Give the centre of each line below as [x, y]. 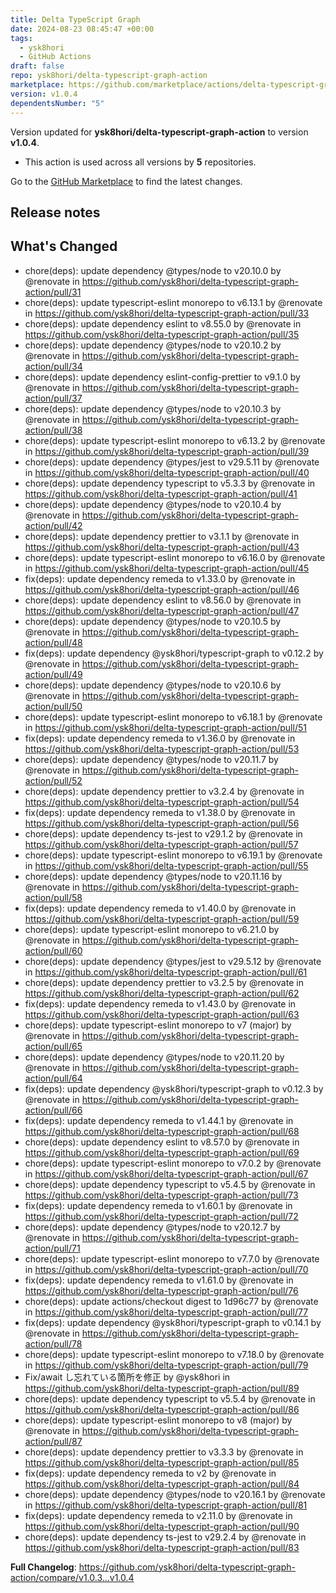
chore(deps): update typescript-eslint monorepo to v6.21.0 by [152, 929]
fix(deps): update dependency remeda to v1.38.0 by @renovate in [160, 812]
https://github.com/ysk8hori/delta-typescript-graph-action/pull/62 [162, 993]
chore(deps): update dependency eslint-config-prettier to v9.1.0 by [162, 377]
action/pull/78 [53, 1343]
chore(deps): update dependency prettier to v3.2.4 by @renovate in [164, 791]
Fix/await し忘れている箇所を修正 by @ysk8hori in [127, 1377]
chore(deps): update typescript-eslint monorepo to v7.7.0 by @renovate [172, 1258]
